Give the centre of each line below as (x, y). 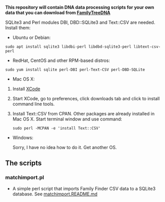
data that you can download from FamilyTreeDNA (58, 13)
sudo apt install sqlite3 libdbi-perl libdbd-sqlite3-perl (68, 47)
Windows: (23, 138)
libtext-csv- (147, 47)
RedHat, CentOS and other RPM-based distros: (61, 60)
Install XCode (26, 89)
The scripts (23, 163)
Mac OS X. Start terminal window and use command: (67, 119)
